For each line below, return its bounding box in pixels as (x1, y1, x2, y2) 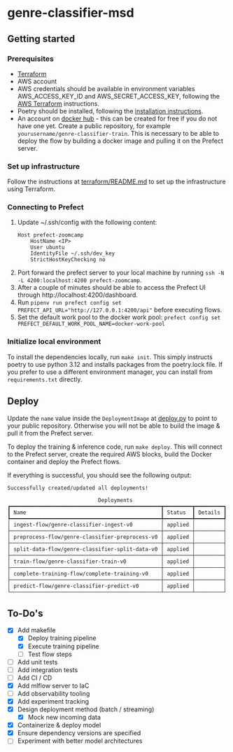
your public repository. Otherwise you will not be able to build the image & (7, 422, 220, 430)
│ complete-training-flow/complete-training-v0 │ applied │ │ (7, 570, 227, 577)
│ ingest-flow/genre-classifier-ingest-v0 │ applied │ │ (7, 521, 227, 528)
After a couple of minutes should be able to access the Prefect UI (17, 284, 206, 292)
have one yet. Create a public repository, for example (17, 121, 171, 130)
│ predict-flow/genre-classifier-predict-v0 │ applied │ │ (7, 583, 227, 590)
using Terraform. (7, 185, 56, 193)
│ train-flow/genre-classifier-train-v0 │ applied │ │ (7, 558, 227, 565)
